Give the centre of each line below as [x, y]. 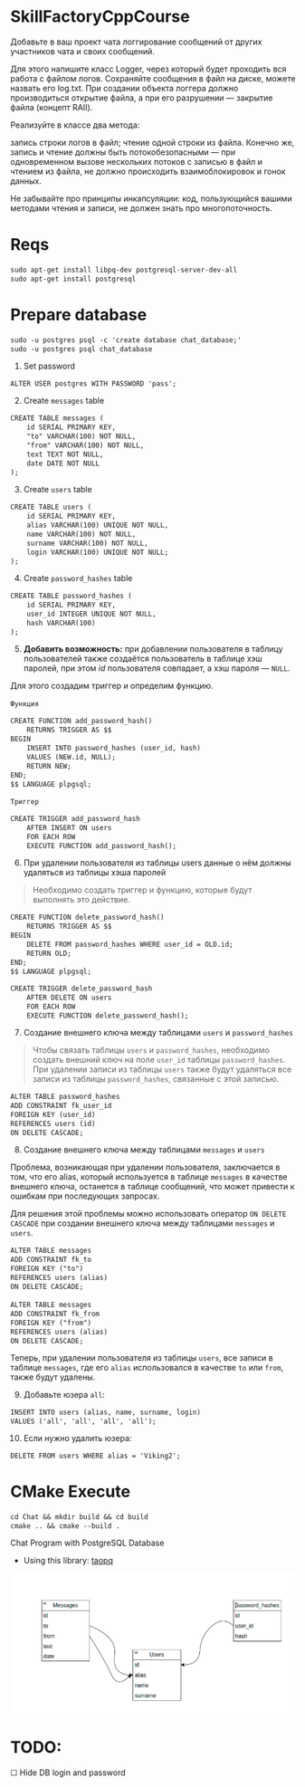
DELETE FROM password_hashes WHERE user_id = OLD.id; [130, 944]
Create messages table [64, 400]
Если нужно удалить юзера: [77, 1438]
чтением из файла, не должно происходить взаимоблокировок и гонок [148, 171]
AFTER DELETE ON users [69, 998]
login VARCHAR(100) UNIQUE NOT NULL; [98, 552]
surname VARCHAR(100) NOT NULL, [87, 543]
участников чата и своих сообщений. [82, 51]
